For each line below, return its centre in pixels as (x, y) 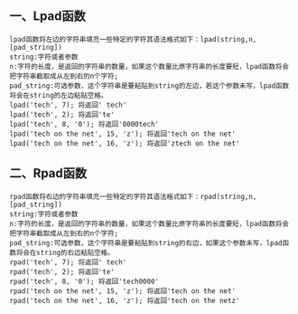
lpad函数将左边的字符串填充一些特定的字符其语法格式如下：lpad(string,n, (133, 39)
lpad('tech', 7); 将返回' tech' (68, 105)
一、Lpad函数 (47, 16)
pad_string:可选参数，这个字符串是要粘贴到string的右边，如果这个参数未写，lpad (146, 243)
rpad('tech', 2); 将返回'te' (62, 271)
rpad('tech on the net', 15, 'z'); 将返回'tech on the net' (123, 291)
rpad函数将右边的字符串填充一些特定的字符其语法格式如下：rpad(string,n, (133, 196)
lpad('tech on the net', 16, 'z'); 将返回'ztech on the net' (125, 143)
